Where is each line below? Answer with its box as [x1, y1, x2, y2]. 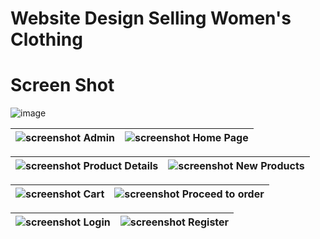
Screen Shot [10, 74, 115, 97]
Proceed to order [181, 187, 265, 201]
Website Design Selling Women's [10, 7, 292, 30]
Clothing [10, 28, 83, 51]
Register [188, 215, 230, 229]
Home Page [192, 131, 249, 145]
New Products [235, 159, 305, 173]
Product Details [83, 159, 159, 173]
